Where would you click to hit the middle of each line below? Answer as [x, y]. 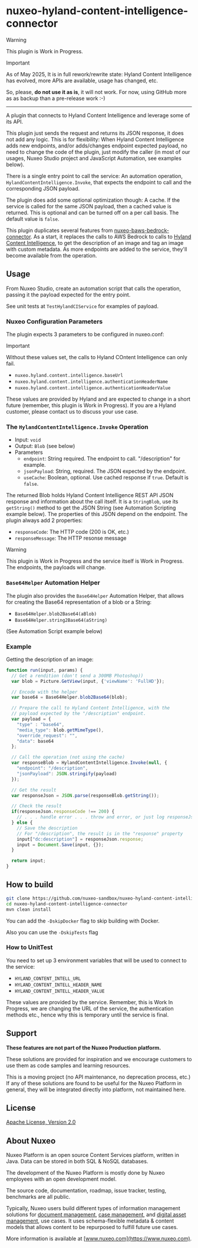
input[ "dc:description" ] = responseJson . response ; [80, 839]
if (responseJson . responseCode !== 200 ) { [63, 812]
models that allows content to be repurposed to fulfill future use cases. [92, 1227]
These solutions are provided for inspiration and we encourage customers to [99, 1059]
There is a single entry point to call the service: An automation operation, [95, 176]
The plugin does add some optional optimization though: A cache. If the [93, 200]
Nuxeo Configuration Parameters [55, 321]
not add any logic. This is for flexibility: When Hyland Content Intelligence [95, 139]
